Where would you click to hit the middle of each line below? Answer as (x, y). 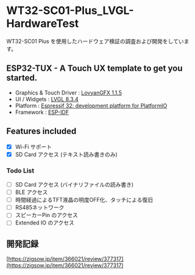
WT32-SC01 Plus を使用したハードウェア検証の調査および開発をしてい (95, 41)
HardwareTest (43, 23)
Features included (41, 131)
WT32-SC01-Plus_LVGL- (70, 11)
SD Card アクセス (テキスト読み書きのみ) (66, 154)
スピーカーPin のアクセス (46, 215)
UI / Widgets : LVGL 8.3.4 (47, 99)
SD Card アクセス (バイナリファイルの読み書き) (74, 184)
